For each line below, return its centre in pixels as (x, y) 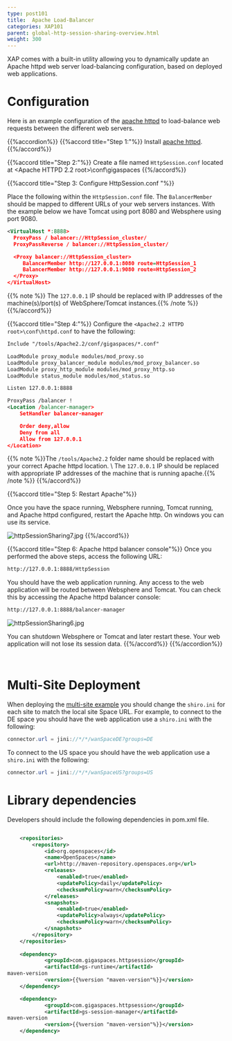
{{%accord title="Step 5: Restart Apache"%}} (72, 494)
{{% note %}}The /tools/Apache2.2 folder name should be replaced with (111, 459)
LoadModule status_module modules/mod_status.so (79, 376)
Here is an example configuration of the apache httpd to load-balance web (114, 121)
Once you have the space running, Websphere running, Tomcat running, (110, 508)
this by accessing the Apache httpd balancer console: (84, 597)
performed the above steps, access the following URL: (85, 557)
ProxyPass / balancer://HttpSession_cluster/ (80, 238)
